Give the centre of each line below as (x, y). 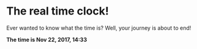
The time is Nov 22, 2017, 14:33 (47, 39)
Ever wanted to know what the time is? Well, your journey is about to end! (99, 28)
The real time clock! (58, 11)
